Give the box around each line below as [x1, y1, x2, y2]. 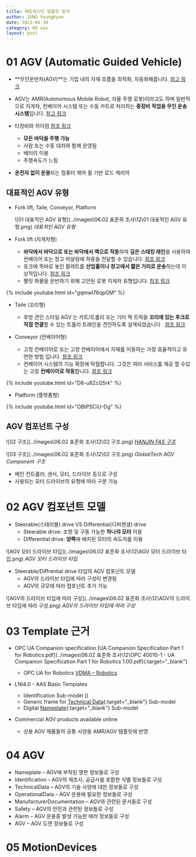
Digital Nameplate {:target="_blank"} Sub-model [23, 704, 139, 711]
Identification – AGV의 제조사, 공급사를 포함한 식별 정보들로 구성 [14, 776, 162, 783]
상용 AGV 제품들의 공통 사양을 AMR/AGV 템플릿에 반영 [23, 728, 149, 735]
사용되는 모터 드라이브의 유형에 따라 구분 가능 [14, 477, 118, 484]
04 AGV [6, 748, 45, 762]
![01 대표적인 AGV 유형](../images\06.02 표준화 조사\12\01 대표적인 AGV [14, 216, 181, 223]
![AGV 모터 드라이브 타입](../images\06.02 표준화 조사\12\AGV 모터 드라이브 [6, 548, 181, 555]
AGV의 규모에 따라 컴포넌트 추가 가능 [23, 582, 108, 589]
